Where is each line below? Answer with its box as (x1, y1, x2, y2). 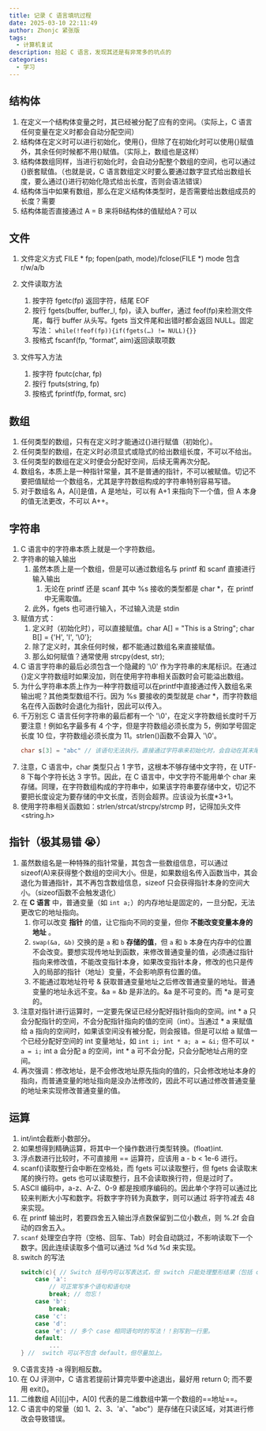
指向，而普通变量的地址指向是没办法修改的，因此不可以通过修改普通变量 (20, 1075, 256, 1085)
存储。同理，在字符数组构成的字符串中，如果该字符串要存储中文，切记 (20, 782, 249, 791)
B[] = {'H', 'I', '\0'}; (32, 633, 92, 641)
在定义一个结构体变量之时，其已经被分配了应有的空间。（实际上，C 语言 (20, 116, 253, 127)
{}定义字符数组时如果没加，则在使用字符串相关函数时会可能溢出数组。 (20, 672, 248, 681)
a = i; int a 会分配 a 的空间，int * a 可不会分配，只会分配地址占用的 (20, 1046, 242, 1056)
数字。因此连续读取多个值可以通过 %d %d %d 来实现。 (20, 1243, 200, 1252)
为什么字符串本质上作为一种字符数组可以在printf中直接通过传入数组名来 (20, 682, 253, 691)
